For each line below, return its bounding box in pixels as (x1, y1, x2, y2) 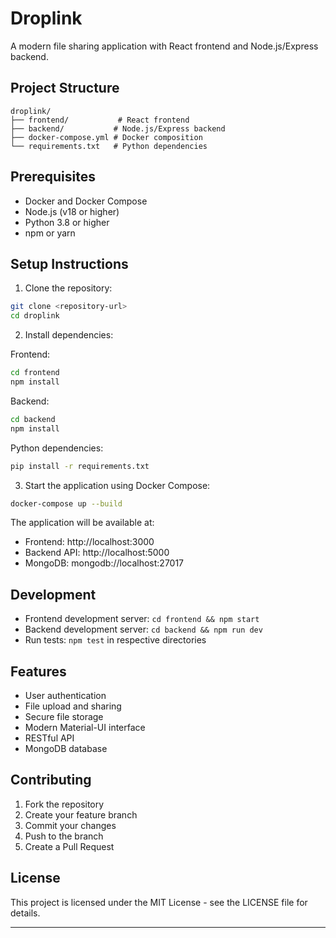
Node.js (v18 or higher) (24, 205, 120, 217)
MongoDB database (24, 743, 108, 754)
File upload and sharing (24, 700, 122, 712)
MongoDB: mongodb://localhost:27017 (24, 557, 185, 569)
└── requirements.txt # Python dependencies (10, 141, 208, 151)
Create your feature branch (24, 808, 138, 821)
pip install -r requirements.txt (10, 461, 150, 471)
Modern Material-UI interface (24, 722, 146, 733)
